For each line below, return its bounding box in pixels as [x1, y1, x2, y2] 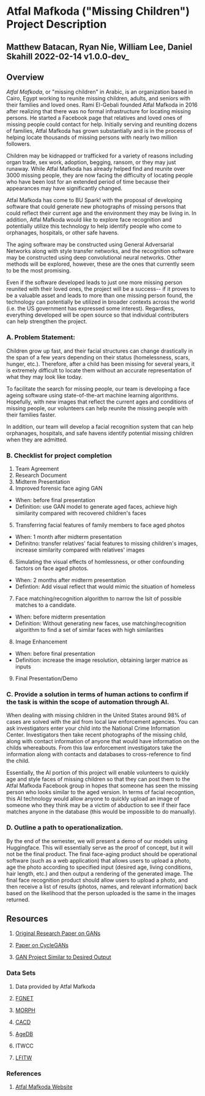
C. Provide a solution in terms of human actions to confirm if [6, 690, 188, 699]
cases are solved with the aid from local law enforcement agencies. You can [6, 718, 199, 726]
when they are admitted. [6, 436, 68, 443]
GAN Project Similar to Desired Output [15, 953, 111, 961]
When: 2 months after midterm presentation [15, 576, 126, 584]
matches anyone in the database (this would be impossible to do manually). [6, 808, 197, 816]
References [6, 1069, 42, 1078]
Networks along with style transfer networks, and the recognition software [6, 247, 195, 255]
